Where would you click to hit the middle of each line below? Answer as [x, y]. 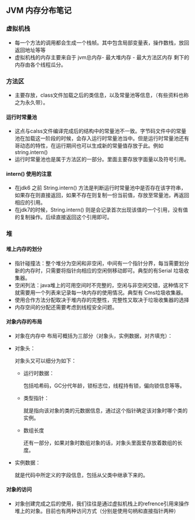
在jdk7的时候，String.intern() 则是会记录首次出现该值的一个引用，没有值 [101, 210]
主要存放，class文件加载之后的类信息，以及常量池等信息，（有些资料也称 [102, 95]
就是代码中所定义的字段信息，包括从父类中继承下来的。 [81, 475]
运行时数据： [39, 373]
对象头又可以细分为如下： [45, 361]
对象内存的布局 [24, 322]
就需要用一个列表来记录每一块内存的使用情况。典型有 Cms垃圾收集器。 [100, 293]
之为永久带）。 [31, 102]
